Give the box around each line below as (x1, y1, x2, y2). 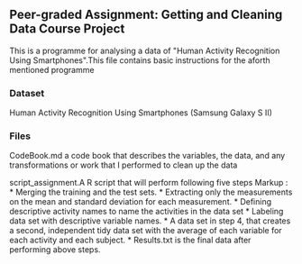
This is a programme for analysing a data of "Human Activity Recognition (9, 45, 280, 56)
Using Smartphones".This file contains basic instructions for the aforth (9, 54, 270, 66)
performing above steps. (9, 244, 101, 255)
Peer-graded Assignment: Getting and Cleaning (9, 7, 283, 23)
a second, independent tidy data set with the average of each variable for (9, 225, 282, 236)
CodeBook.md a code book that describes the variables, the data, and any (9, 150, 286, 161)
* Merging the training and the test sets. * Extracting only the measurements (9, 187, 293, 197)
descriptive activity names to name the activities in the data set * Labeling (9, 206, 284, 217)
